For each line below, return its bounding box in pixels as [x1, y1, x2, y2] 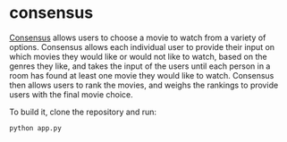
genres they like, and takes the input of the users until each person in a [9, 61, 271, 71]
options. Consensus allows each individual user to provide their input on [9, 41, 275, 52]
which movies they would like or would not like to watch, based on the [9, 51, 267, 62]
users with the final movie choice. [9, 88, 134, 100]
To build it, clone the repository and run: [9, 106, 157, 117]
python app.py [9, 123, 63, 132]
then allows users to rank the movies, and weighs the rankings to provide [9, 79, 279, 90]
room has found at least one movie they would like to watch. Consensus [9, 70, 274, 80]
